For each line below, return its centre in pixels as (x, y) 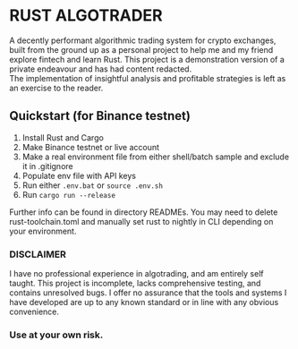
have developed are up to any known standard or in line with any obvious (144, 302)
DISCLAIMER (38, 254)
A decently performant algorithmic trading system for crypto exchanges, (143, 40)
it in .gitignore (47, 166)
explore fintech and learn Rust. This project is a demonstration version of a (147, 59)
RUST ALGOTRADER (86, 16)
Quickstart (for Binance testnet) (100, 116)
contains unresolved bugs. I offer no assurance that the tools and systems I (148, 293)
